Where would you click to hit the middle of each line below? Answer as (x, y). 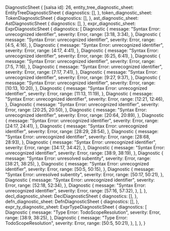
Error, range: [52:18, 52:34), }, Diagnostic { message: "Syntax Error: (76, 185)
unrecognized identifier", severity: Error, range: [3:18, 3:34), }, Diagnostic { (83, 34)
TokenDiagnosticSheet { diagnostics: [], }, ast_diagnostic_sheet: (72, 18)
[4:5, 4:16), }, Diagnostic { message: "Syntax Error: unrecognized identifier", (84, 45)
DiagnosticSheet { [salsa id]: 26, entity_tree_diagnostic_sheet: (70, 7)
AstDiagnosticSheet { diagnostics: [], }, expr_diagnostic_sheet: (71, 23)
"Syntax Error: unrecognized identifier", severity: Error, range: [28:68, (78, 137)
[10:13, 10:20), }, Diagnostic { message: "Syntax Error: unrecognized (76, 88)
